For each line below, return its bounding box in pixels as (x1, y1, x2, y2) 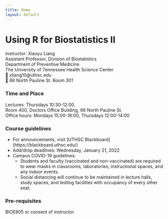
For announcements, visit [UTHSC (12, 137, 84, 143)
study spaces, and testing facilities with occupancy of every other (20, 180, 158, 186)
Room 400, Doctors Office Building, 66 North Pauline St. (5, 107, 122, 113)
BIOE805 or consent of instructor (5, 209, 74, 215)
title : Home (5, 7, 30, 13)
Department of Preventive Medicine (5, 61, 79, 67)
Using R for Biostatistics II (5, 34, 115, 46)
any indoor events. (20, 169, 59, 175)
